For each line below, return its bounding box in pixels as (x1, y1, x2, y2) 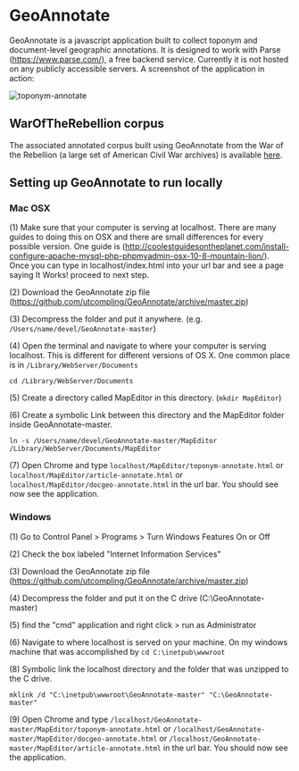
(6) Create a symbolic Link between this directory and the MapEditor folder (9, 410, 285, 421)
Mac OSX (9, 202, 51, 214)
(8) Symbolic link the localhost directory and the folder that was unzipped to (9, 663, 289, 675)
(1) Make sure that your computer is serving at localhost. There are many (9, 222, 277, 233)
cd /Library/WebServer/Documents (9, 377, 134, 386)
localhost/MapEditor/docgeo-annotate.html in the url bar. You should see (9, 479, 278, 490)
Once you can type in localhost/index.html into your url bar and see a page (9, 260, 284, 271)
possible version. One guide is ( (9, 241, 126, 252)
